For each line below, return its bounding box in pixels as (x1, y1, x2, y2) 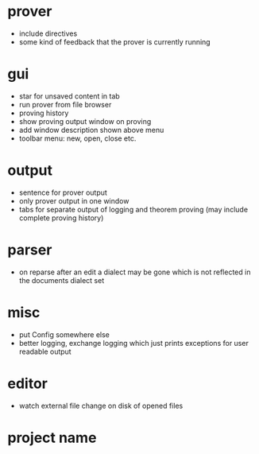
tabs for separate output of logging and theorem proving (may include (18, 204, 248, 214)
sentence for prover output (18, 188, 108, 197)
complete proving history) (18, 213, 104, 223)
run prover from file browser (18, 99, 112, 109)
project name (7, 429, 97, 447)
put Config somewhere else (18, 329, 110, 340)
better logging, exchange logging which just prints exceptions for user (18, 338, 249, 347)
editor (7, 374, 48, 392)
